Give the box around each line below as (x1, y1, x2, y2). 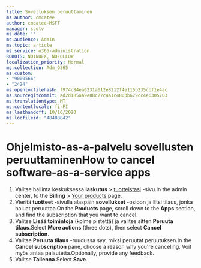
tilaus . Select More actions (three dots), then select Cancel (14, 224, 162, 231)
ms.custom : (6, 70, 34, 76)
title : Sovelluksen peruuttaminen (6, 8, 93, 15)
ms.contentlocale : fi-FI (6, 103, 68, 110)
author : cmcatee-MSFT (6, 20, 61, 26)
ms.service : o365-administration (6, 48, 90, 54)
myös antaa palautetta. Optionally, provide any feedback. (14, 249, 155, 257)
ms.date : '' (6, 31, 36, 37)
